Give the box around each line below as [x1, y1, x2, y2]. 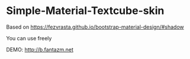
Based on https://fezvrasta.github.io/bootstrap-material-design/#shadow [6, 23, 185, 30]
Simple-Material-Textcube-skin [6, 4, 165, 18]
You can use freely [6, 34, 52, 41]
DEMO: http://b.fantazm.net [6, 46, 74, 53]
